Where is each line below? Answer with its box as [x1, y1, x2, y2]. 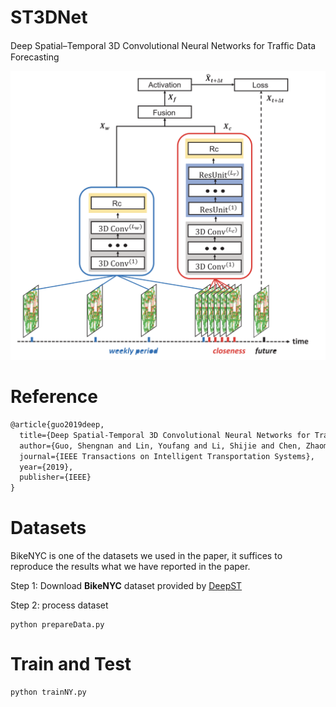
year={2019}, [19, 462, 74, 472]
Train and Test [10, 653, 132, 676]
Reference [10, 386, 98, 408]
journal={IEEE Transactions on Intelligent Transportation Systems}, [19, 451, 315, 461]
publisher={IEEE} [19, 472, 92, 483]
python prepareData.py [10, 620, 105, 630]
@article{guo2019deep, [10, 420, 105, 430]
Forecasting [10, 51, 60, 63]
